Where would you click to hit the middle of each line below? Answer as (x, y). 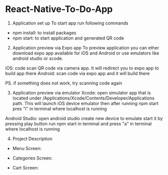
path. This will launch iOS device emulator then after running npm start (86, 103)
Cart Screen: (26, 167)
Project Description (32, 138)
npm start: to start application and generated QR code (68, 38)
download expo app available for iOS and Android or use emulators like (86, 53)
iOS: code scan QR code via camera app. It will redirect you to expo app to (82, 68)
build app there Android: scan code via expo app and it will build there (77, 73)
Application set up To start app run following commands (70, 23)
